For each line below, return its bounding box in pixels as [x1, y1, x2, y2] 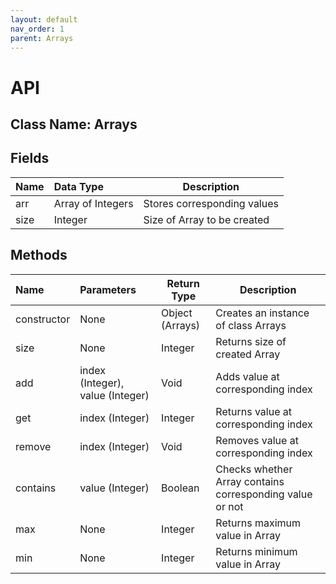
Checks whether [215, 462, 293, 476]
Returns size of [215, 334, 287, 348]
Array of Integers [53, 196, 134, 210]
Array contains [215, 474, 285, 488]
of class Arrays [215, 318, 287, 332]
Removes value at [215, 433, 299, 447]
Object [161, 306, 193, 320]
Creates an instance [215, 306, 310, 320]
